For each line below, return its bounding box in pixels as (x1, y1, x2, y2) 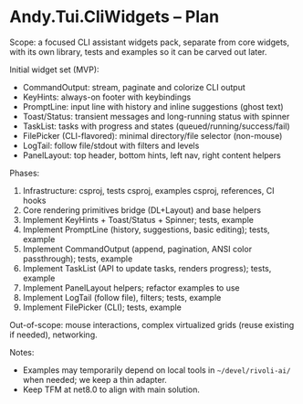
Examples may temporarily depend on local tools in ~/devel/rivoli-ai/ (22, 364, 291, 376)
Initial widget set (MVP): (9, 64, 99, 75)
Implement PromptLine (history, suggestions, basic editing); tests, (22, 224, 271, 235)
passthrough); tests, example (22, 253, 133, 264)
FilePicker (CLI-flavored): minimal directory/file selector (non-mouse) (22, 130, 283, 141)
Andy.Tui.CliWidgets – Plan (9, 6, 220, 27)
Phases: (9, 167, 40, 178)
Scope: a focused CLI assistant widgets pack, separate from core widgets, (9, 37, 290, 48)
